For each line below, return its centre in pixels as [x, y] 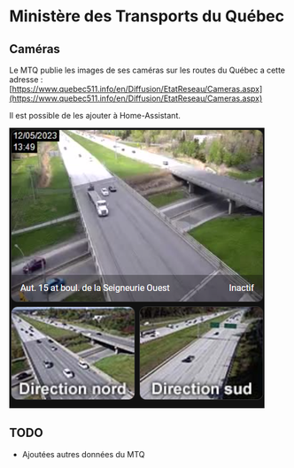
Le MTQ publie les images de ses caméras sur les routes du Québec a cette [147, 70]
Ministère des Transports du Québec [147, 16]
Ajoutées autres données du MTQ [83, 454]
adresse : [26, 80]
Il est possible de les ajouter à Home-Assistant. [95, 115]
